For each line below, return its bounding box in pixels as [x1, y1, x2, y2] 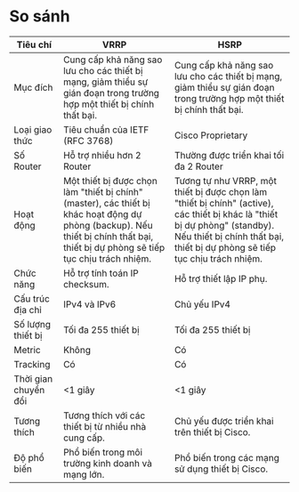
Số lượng [13, 318, 52, 330]
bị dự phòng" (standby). [174, 219, 275, 231]
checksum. [63, 278, 109, 290]
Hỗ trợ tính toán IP [63, 267, 140, 279]
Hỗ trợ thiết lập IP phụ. [174, 272, 268, 285]
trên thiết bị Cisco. [174, 425, 251, 438]
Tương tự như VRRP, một [174, 174, 278, 187]
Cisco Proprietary [174, 129, 248, 141]
